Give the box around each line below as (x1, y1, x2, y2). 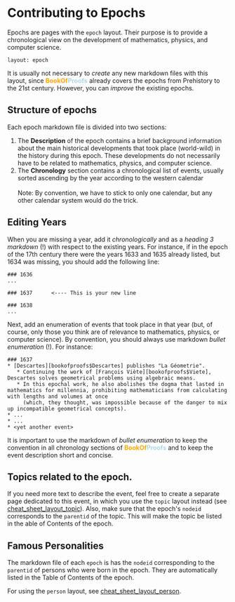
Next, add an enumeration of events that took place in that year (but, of (7, 320, 213, 328)
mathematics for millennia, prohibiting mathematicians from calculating (7, 387, 228, 394)
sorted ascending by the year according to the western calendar (17, 173, 204, 182)
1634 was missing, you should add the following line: (7, 257, 160, 266)
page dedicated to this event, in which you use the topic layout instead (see (7, 497, 227, 506)
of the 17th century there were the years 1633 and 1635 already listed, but (7, 250, 220, 258)
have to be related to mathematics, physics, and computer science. (17, 159, 212, 167)
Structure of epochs (7, 104, 97, 116)
